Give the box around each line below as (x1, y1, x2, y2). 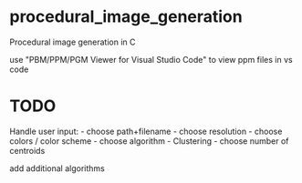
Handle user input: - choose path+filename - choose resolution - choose (9, 126, 283, 137)
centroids (9, 145, 46, 156)
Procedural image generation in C (9, 36, 136, 47)
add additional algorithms (9, 162, 105, 174)
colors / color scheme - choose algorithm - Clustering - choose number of (9, 135, 289, 147)
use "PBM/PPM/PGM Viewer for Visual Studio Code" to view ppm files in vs (9, 54, 294, 65)
